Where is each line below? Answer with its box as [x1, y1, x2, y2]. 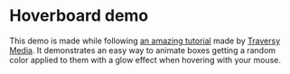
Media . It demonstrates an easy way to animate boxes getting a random [9, 44, 276, 55]
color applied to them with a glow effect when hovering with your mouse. [9, 54, 282, 65]
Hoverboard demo [9, 5, 149, 26]
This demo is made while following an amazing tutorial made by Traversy [9, 35, 281, 46]
